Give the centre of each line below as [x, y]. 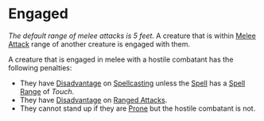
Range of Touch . [47, 91]
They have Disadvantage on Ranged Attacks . [93, 100]
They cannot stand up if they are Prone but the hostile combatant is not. [138, 108]
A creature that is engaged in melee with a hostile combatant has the [121, 59]
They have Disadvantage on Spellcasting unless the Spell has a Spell [132, 83]
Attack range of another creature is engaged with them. [99, 43]
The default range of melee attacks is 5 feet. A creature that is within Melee [132, 36]
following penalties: [40, 67]
